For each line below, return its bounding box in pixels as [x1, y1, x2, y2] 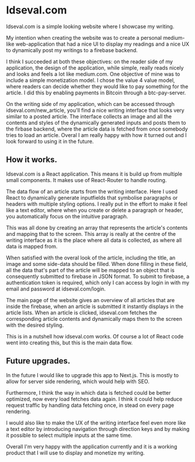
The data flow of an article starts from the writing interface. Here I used [6, 188, 178, 195]
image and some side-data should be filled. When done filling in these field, [6, 260, 188, 267]
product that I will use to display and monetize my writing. [6, 449, 145, 456]
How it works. [6, 155, 57, 165]
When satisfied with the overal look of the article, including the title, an [6, 254, 176, 261]
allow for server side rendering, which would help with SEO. [6, 378, 150, 385]
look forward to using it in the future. [6, 138, 94, 145]
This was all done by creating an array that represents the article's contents [6, 224, 188, 231]
